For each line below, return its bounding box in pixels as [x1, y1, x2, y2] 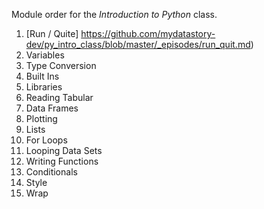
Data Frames [25, 102, 79, 114]
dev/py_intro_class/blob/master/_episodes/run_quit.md [25, 39, 251, 50]
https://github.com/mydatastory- [80, 28, 216, 39]
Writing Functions [25, 155, 99, 167]
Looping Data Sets [25, 145, 103, 156]
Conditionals [25, 166, 78, 178]
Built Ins [25, 70, 60, 82]
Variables [25, 49, 65, 61]
